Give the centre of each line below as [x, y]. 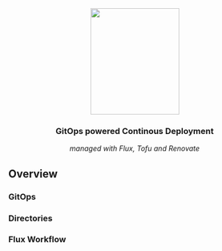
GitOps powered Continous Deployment [135, 131]
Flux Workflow [37, 240]
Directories [30, 218]
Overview [33, 174]
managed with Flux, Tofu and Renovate [135, 148]
